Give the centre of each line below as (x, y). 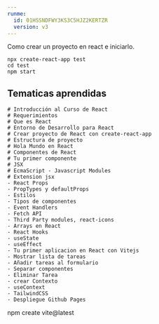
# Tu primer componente (42, 158)
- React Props (28, 183)
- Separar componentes (40, 269)
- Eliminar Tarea (33, 275)
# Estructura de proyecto (45, 140)
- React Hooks (28, 232)
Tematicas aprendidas (57, 93)
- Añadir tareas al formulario (53, 263)
